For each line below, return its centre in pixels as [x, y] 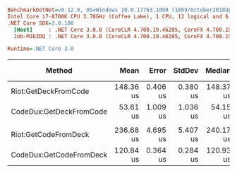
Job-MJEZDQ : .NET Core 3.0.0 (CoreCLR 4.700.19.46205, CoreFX [108, 36]
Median [218, 71]
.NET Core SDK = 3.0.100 [41, 23]
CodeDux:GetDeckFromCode [59, 112]
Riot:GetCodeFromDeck [50, 135]
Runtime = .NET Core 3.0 [41, 49]
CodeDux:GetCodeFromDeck [59, 155]
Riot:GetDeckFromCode [50, 91]
